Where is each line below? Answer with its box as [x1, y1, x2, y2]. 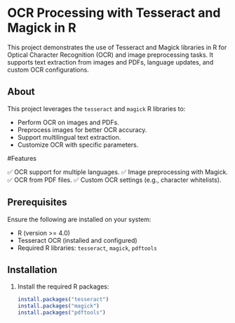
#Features [7, 154, 37, 162]
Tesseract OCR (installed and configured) [17, 236, 138, 244]
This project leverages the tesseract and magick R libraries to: [7, 104, 186, 113]
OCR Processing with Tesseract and [7, 5, 221, 21]
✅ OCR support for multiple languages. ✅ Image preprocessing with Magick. [7, 167, 228, 176]
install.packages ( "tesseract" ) [17, 296, 109, 303]
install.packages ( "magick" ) [17, 303, 100, 310]
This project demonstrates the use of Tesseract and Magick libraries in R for [7, 43, 227, 51]
